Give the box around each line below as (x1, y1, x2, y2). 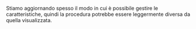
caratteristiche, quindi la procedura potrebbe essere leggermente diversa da (6, 11, 191, 18)
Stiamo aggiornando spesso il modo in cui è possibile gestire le (6, 5, 159, 11)
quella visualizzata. (6, 17, 53, 23)
